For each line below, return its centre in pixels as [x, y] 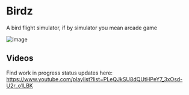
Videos [20, 58]
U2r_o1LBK [20, 85]
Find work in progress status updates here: [60, 73]
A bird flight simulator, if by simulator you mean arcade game [82, 28]
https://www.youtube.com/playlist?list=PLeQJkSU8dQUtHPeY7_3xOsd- [94, 79]
